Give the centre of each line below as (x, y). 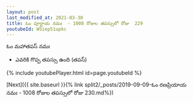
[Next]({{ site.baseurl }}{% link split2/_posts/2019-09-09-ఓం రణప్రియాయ (96, 85)
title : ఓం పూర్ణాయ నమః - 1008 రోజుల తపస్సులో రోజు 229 (75, 23)
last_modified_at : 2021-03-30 (45, 18)
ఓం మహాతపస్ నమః (28, 46)
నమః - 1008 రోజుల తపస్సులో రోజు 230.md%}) (60, 93)
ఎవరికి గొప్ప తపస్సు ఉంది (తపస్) (51, 60)
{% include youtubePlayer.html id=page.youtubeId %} (74, 73)
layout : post (23, 12)
